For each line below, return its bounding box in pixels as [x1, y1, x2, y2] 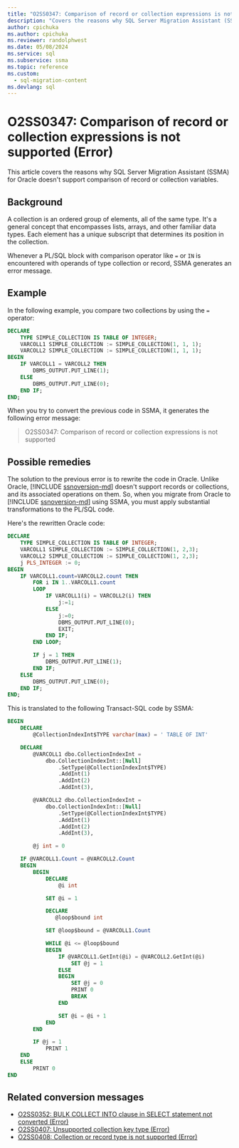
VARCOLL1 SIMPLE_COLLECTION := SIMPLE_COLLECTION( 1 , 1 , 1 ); [20, 340, 202, 348]
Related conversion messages [7, 1091, 144, 1104]
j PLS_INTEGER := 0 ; [20, 559, 81, 566]
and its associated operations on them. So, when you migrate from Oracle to [7, 490, 231, 499]
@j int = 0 [33, 842, 65, 850]
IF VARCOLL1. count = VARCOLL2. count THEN [20, 573, 139, 580]
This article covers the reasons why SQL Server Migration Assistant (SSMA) [7, 168, 230, 177]
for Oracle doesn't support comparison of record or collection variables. [7, 175, 219, 184]
